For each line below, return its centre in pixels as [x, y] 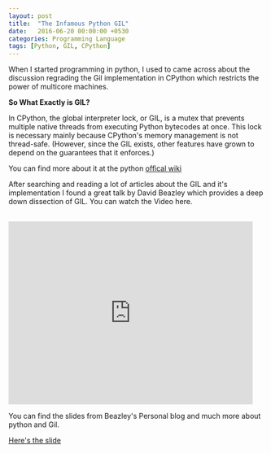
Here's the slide [35, 441]
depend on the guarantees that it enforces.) [81, 153]
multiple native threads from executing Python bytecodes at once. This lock [135, 127]
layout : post [31, 16]
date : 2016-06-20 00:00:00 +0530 [69, 31]
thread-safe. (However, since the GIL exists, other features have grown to [131, 144]
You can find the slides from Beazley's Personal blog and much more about [135, 416]
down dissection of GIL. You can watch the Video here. [101, 202]
